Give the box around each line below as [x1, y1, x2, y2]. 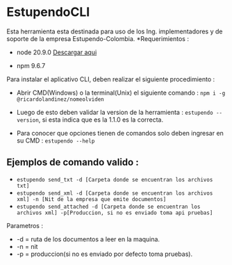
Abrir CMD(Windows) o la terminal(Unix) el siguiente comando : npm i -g [16, 88, 226, 97]
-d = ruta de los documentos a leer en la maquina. [16, 234, 160, 243]
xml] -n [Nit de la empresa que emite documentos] [16, 195, 167, 202]
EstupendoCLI [6, 4, 90, 20]
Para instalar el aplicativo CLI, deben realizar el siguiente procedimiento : [6, 74, 215, 83]
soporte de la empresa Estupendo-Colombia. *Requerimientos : [6, 34, 189, 42]
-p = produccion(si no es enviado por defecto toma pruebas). [16, 250, 192, 258]
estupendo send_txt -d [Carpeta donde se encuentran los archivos [16, 176, 213, 183]
